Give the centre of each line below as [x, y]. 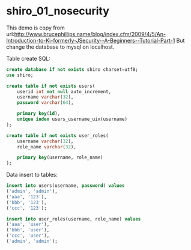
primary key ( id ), [39, 114]
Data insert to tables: [32, 175]
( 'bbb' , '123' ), [26, 203]
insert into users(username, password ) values [65, 186]
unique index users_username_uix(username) [72, 119]
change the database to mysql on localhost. [60, 47]
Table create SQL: [29, 58]
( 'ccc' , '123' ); [26, 208]
